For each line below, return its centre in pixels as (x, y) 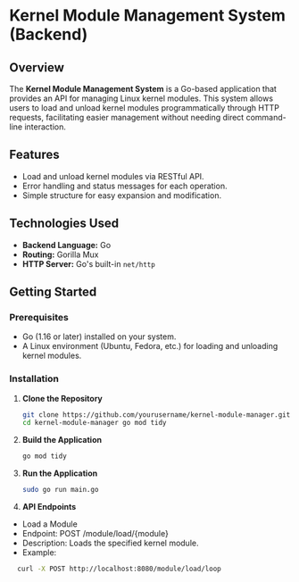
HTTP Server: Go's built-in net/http (89, 263)
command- (266, 117)
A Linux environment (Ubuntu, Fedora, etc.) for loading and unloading (150, 346)
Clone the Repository (62, 398)
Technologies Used (64, 224)
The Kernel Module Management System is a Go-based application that (143, 89)
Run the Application (60, 473)
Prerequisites (39, 317)
